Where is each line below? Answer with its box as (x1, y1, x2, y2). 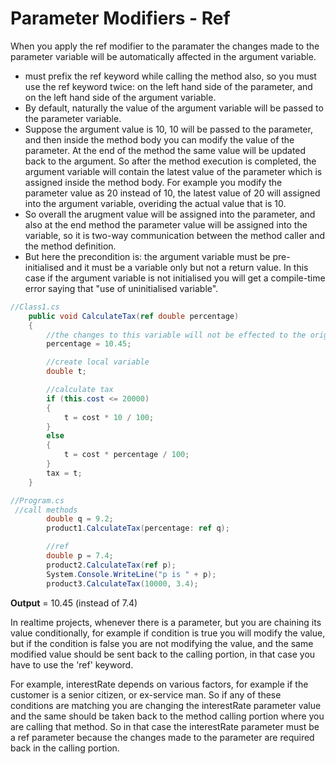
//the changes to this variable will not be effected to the (46, 330, 307, 340)
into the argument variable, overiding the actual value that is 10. (24, 197, 287, 209)
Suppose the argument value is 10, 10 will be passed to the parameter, (24, 123, 313, 135)
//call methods (14, 505, 78, 515)
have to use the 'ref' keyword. (10, 658, 134, 671)
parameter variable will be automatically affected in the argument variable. (10, 50, 317, 62)
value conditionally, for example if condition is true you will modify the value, (10, 627, 326, 639)
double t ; (46, 367, 87, 377)
